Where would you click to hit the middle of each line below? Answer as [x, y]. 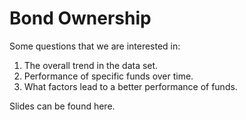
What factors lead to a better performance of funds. [130, 86]
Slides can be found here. [62, 106]
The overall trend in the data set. [91, 65]
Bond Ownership [80, 18]
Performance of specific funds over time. [108, 76]
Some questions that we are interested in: [95, 46]
